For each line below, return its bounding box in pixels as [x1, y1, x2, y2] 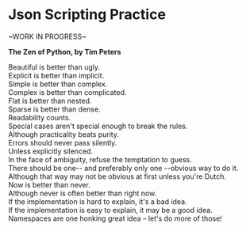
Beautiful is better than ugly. [8, 62, 101, 72]
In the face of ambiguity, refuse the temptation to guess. [8, 154, 193, 164]
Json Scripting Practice [8, 6, 167, 24]
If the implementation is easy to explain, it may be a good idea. [8, 205, 213, 214]
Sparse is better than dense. [8, 104, 101, 114]
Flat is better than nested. [8, 96, 92, 105]
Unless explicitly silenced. [8, 146, 94, 156]
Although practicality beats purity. [8, 129, 119, 139]
